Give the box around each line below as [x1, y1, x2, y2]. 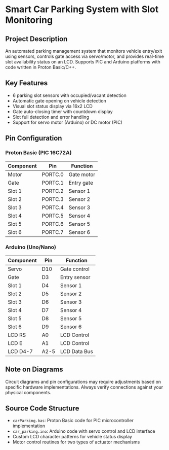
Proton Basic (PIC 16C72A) [5, 149, 72, 156]
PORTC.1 [41, 179, 64, 186]
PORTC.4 [41, 204, 64, 211]
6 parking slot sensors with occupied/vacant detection [12, 92, 126, 98]
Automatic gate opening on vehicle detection [12, 97, 106, 103]
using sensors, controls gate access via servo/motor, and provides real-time [5, 53, 164, 59]
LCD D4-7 [8, 348, 33, 355]
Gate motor [68, 171, 96, 178]
